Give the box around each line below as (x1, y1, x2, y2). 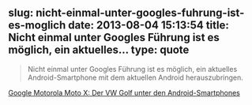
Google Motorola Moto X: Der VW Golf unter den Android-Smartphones (8, 88, 241, 97)
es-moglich (8, 19, 66, 32)
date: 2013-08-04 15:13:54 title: (68, 19, 229, 32)
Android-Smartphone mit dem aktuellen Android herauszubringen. (27, 73, 243, 82)
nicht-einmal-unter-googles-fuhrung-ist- (35, 6, 245, 20)
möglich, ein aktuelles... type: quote (8, 43, 190, 57)
